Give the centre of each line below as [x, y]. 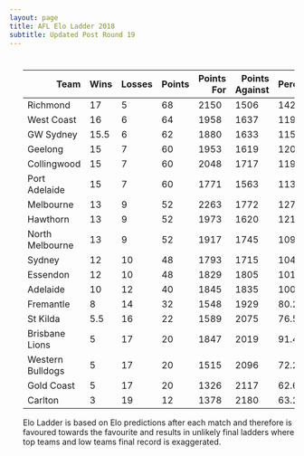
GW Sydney [52, 134]
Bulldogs [46, 370]
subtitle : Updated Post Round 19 [72, 34]
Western [45, 359]
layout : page [34, 18]
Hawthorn [48, 219]
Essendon [48, 274]
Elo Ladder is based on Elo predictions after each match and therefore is [157, 423]
